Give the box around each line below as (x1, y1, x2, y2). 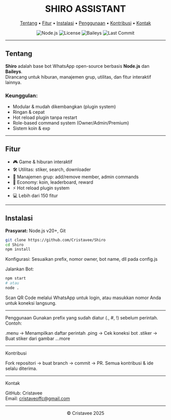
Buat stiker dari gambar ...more (5, 335, 70, 341)
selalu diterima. (5, 365, 37, 372)
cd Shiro (5, 242, 24, 248)
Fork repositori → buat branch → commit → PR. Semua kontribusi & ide (5, 360, 154, 366)
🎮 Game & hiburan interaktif (12, 159, 73, 165)
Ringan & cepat (12, 109, 45, 115)
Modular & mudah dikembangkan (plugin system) (12, 104, 116, 110)
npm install (5, 247, 31, 252)
